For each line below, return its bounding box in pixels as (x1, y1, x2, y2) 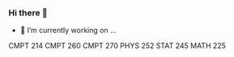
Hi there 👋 (8, 7, 49, 18)
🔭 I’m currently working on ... (19, 26, 117, 35)
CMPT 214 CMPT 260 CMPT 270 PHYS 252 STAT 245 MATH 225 (8, 41, 227, 51)
